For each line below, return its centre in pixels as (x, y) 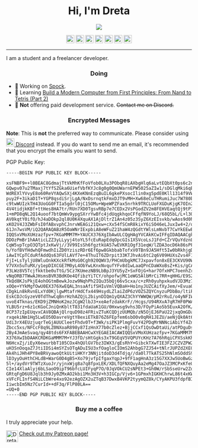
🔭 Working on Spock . (40, 86)
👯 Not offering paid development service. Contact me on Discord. (94, 105)
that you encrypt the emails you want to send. (62, 150)
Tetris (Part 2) (32, 99)
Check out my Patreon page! (54, 433)
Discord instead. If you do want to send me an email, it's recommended (102, 144)
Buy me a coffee (99, 409)
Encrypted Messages (99, 120)
